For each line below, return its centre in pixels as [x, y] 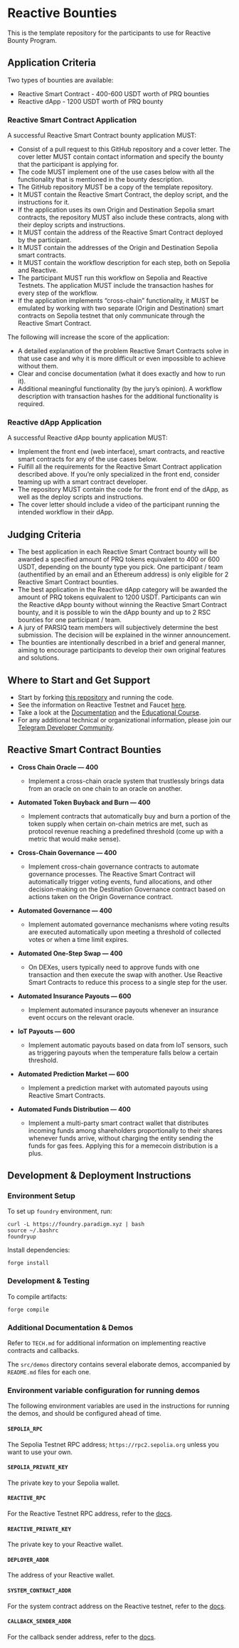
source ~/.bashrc [33, 1230]
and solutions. [38, 658]
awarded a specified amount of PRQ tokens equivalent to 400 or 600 [119, 559]
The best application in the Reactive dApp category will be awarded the [122, 590]
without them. [38, 366]
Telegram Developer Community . [66, 727]
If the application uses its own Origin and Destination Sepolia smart [116, 210]
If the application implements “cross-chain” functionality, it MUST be [118, 301]
